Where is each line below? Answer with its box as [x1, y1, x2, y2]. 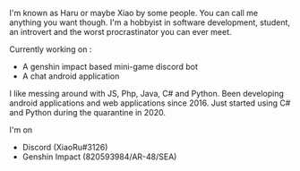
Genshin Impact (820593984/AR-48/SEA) [21, 151, 177, 162]
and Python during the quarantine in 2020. [9, 107, 166, 117]
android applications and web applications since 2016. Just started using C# [9, 98, 291, 108]
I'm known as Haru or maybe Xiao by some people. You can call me [9, 8, 258, 18]
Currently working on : [9, 44, 92, 55]
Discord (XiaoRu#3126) [21, 142, 108, 152]
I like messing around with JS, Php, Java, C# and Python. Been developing [9, 89, 285, 98]
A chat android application [21, 71, 120, 81]
